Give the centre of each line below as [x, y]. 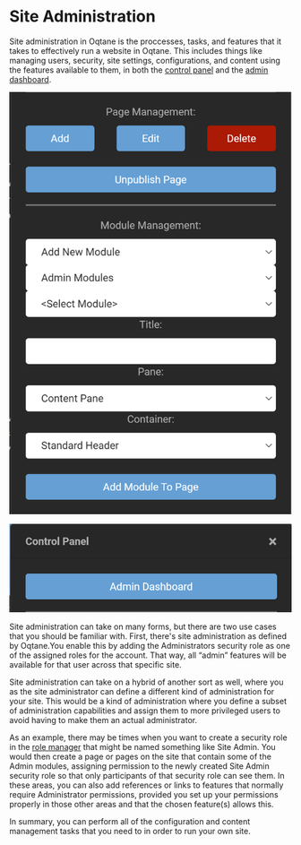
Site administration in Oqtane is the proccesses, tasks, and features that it [146, 41]
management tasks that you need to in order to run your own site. [130, 831]
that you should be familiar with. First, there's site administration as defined [148, 636]
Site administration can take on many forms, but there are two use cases [143, 626]
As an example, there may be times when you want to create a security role [149, 737]
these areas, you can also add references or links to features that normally [146, 785]
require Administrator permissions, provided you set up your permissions [144, 794]
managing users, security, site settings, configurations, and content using [145, 60]
